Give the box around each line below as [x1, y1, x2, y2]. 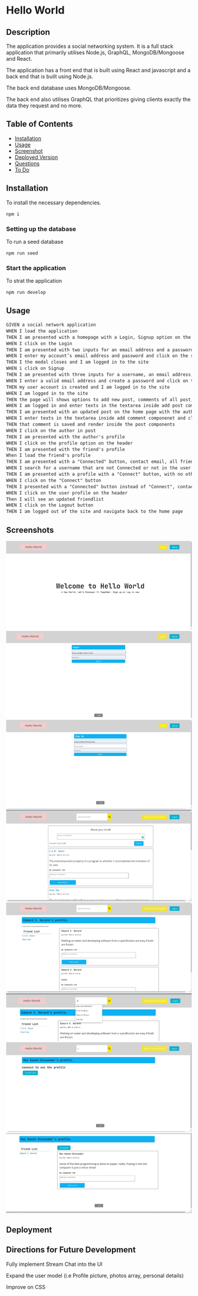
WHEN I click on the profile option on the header [6, 440, 133, 446]
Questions [14, 160, 40, 167]
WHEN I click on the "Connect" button [6, 477, 101, 483]
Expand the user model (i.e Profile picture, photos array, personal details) [6, 1272, 184, 1279]
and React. [6, 55, 32, 62]
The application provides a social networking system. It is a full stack [6, 42, 174, 50]
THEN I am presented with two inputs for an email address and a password [6, 346, 194, 353]
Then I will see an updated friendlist [6, 496, 104, 502]
